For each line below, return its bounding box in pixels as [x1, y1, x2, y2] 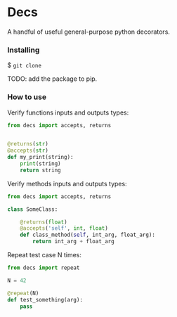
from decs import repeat [7, 264, 80, 271]
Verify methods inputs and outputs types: [7, 179, 128, 188]
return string [20, 167, 61, 174]
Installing [7, 45, 40, 55]
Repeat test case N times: [7, 251, 82, 259]
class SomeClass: [7, 205, 58, 213]
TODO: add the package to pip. [7, 75, 98, 83]
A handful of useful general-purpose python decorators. [7, 27, 171, 36]
